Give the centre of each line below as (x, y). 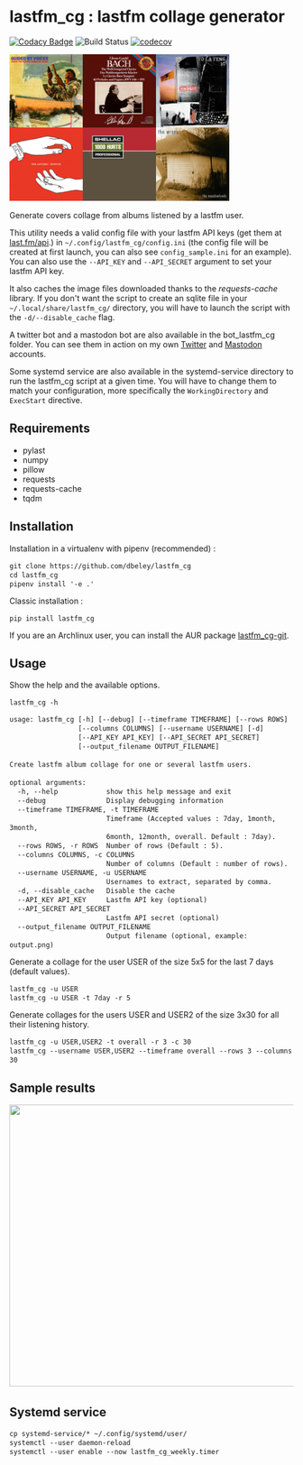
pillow (33, 469)
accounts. (28, 354)
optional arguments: (48, 783)
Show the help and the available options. (85, 685)
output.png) (32, 945)
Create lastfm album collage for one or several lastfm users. (131, 765)
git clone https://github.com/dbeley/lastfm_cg (101, 566)
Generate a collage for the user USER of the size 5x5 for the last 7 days (142, 962)
